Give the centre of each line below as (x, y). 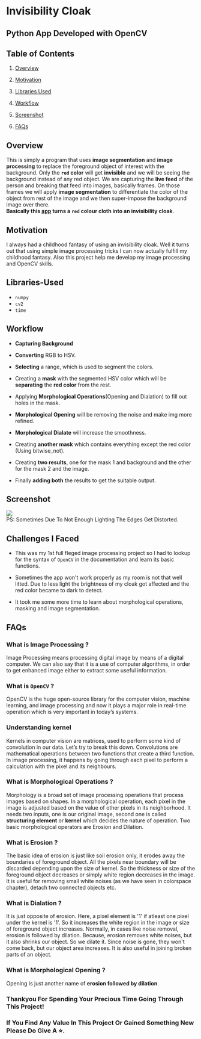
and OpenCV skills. (30, 264)
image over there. (28, 205)
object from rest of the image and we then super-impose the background (97, 198)
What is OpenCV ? (30, 686)
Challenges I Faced (43, 538)
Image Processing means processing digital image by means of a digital (95, 657)
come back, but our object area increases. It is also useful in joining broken (99, 948)
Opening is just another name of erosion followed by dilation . (82, 983)
